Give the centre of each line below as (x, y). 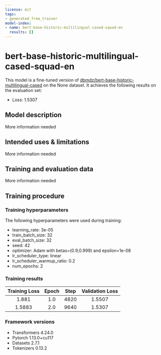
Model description (33, 115)
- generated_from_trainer (31, 18)
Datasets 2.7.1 (26, 343)
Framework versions (30, 322)
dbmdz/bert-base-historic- (107, 80)
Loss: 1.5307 (25, 100)
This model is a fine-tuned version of (42, 80)
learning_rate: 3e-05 (33, 230)
